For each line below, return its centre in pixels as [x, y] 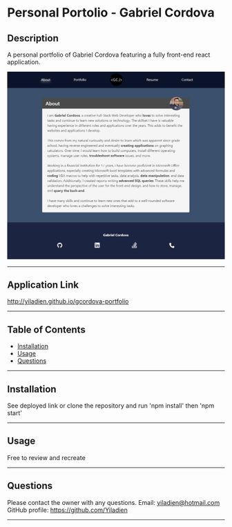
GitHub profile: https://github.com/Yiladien [67, 510]
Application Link [43, 285]
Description [33, 38]
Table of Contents [47, 329]
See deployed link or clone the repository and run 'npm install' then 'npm [111, 406]
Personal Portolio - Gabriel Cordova [111, 13]
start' [15, 413]
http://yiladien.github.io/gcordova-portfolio [68, 301]
